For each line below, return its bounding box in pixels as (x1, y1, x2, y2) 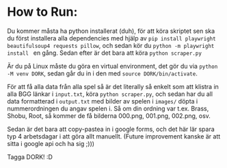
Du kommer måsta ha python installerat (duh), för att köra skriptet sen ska (7, 27, 215, 35)
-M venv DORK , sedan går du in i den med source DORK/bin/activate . (7, 69, 198, 77)
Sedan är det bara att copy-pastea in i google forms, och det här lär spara (7, 125, 215, 133)
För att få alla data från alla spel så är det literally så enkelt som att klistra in (7, 82, 219, 91)
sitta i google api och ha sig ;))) (7, 139, 94, 147)
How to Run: (7, 4, 78, 20)
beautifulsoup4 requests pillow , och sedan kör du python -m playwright (7, 41, 215, 49)
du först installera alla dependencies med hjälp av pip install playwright (7, 34, 217, 42)
